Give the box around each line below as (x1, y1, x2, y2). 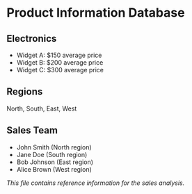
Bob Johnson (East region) (16, 158, 94, 166)
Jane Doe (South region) (16, 150, 88, 159)
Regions (6, 86, 43, 98)
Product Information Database (6, 5, 185, 21)
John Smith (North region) (16, 143, 92, 151)
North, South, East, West (6, 104, 77, 113)
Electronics (6, 33, 57, 45)
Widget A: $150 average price (16, 51, 102, 59)
